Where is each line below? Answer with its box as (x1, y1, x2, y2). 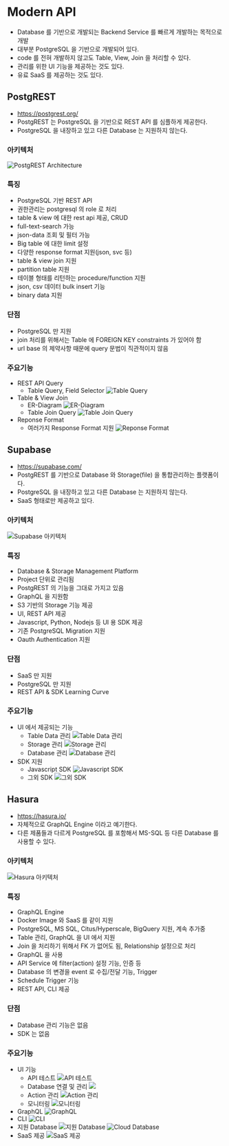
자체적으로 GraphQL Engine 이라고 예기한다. (17, 820, 138, 828)
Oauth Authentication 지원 (17, 636, 91, 644)
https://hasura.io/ (17, 812, 67, 820)
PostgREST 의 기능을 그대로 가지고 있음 (17, 584, 124, 592)
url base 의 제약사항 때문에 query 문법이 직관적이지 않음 (17, 344, 168, 352)
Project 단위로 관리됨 (17, 575, 74, 583)
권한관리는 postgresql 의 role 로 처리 (17, 205, 117, 213)
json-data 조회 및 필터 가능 (17, 231, 91, 239)
